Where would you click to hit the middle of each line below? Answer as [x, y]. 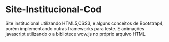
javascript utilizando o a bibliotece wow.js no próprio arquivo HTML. [76, 34]
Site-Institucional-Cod [53, 9]
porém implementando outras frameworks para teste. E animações [75, 28]
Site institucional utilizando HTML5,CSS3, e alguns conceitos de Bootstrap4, [85, 23]
